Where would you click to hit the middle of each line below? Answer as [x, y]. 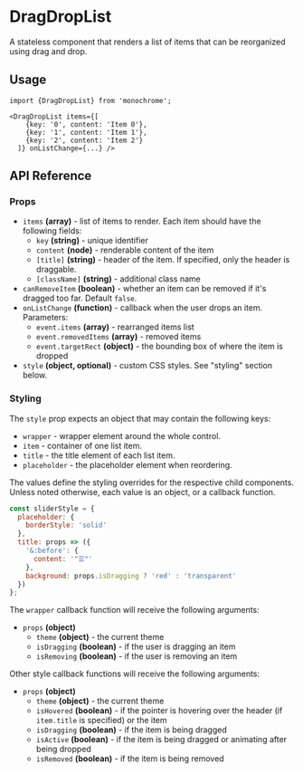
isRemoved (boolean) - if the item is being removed [130, 759]
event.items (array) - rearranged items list [115, 327]
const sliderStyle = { [52, 509]
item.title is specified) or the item [101, 721]
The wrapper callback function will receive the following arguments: [134, 610]
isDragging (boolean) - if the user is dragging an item [136, 647]
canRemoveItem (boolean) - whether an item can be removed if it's [144, 289]
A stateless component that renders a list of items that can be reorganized [147, 42]
